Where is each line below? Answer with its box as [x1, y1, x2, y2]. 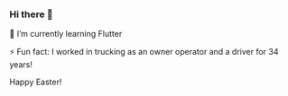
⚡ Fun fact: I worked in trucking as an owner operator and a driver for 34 [9, 47, 279, 57]
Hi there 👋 [9, 8, 54, 21]
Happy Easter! [9, 76, 62, 88]
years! [9, 59, 33, 70]
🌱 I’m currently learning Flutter [9, 29, 123, 39]
